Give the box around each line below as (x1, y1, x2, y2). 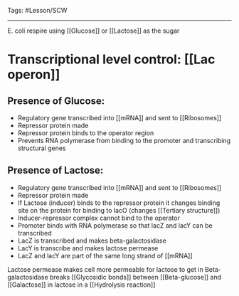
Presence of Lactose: (7, 164, 104, 176)
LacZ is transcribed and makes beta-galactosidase (17, 236, 167, 245)
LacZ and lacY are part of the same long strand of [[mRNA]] (17, 251, 193, 260)
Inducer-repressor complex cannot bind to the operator (17, 213, 180, 222)
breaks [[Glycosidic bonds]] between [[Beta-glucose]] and (49, 273, 222, 281)
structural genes (17, 144, 66, 152)
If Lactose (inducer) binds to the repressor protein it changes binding (17, 199, 221, 207)
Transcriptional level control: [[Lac (7, 51, 216, 68)
